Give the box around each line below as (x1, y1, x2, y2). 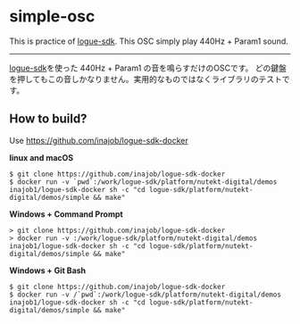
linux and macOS (9, 152, 74, 162)
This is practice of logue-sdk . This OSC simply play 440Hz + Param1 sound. (9, 36, 288, 46)
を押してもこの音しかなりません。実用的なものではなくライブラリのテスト (9, 73, 283, 84)
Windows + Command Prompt (9, 208, 123, 220)
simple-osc (9, 6, 96, 27)
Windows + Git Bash (9, 265, 87, 276)
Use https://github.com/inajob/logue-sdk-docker (9, 135, 189, 145)
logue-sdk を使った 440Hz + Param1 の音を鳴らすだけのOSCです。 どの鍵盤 (9, 62, 287, 73)
